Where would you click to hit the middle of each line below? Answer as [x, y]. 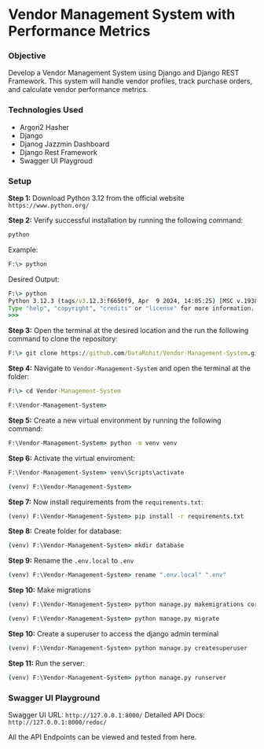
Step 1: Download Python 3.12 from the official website [96, 198]
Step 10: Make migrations [50, 590]
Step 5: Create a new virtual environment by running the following [115, 420]
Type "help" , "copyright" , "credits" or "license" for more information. [132, 308]
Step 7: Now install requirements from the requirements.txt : [106, 502]
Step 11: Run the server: [46, 663]
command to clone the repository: [63, 339]
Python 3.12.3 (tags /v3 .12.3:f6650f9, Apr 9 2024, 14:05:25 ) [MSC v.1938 [133, 301]
